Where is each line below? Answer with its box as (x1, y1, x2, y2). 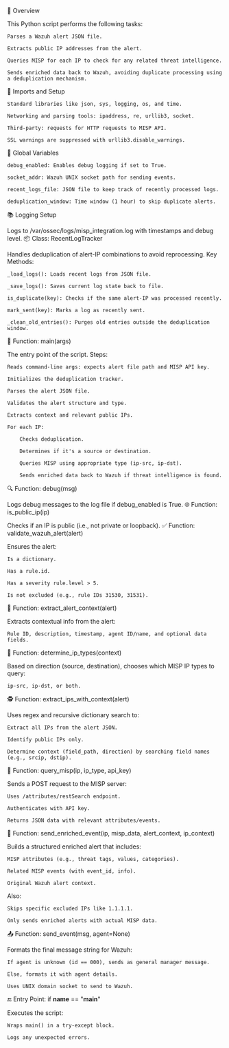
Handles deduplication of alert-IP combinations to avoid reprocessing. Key (7, 250, 217, 258)
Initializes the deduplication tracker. (7, 375, 125, 382)
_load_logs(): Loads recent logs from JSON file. (7, 271, 152, 278)
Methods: (7, 258, 34, 265)
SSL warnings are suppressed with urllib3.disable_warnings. (7, 137, 186, 144)
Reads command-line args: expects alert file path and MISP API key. (7, 364, 210, 371)
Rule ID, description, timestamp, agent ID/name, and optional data (7, 631, 207, 637)
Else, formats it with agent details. (7, 971, 118, 978)
